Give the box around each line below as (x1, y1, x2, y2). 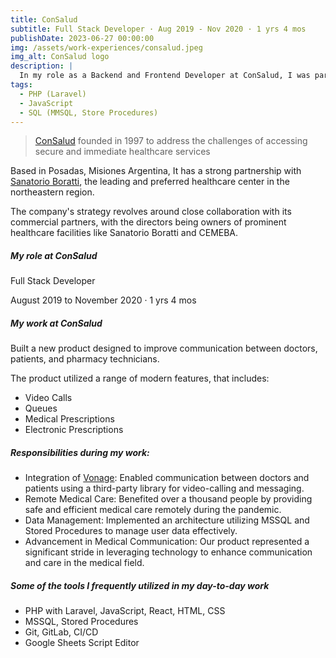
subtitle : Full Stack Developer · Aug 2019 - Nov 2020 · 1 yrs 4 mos (10, 24, 307, 34)
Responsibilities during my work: (10, 446, 150, 458)
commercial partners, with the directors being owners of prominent (10, 216, 287, 228)
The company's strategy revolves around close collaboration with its (10, 206, 292, 218)
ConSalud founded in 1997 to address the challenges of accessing (34, 135, 308, 147)
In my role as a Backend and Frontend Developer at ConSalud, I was (19, 71, 311, 81)
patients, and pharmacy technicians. (10, 353, 160, 365)
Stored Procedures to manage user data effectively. (24, 525, 238, 537)
